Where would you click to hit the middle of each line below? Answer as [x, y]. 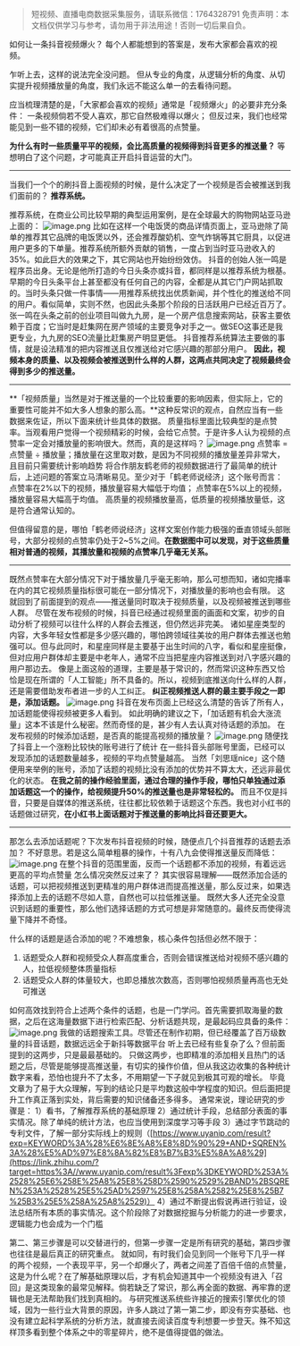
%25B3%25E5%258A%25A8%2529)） [82, 1201]
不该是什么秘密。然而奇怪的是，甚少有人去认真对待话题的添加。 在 [162, 724]
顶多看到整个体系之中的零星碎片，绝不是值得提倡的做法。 [122, 1332]
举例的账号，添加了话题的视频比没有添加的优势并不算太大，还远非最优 [162, 769]
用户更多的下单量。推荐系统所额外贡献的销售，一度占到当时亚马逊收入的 [142, 248]
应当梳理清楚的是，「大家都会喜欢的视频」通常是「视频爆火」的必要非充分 [144, 105]
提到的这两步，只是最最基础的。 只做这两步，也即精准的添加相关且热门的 [143, 1055]
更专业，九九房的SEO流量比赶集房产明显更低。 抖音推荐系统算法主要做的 [144, 338]
